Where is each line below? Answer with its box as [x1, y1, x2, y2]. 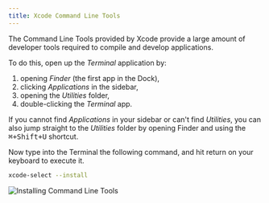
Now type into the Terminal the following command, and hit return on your [8, 147, 254, 156]
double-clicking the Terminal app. [19, 99, 133, 108]
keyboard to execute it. [8, 156, 85, 165]
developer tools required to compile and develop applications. [8, 42, 213, 52]
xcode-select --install [8, 171, 89, 179]
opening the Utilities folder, [19, 90, 110, 100]
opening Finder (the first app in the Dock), [19, 73, 159, 83]
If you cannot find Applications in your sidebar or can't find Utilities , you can [8, 114, 262, 124]
